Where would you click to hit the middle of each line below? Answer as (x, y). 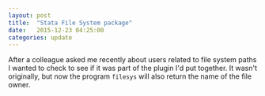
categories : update (40, 37)
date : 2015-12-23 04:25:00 (56, 30)
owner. (19, 85)
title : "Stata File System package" (70, 23)
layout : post (30, 15)
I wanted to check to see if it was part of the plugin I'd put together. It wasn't (133, 68)
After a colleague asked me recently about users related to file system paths (132, 60)
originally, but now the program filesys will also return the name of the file (130, 76)
